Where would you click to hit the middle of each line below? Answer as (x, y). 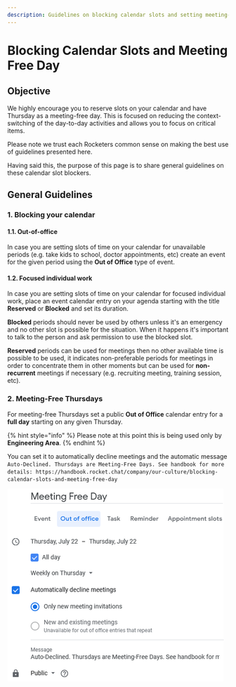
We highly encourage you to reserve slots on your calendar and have (107, 108)
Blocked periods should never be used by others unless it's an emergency (115, 322)
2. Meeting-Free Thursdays (55, 399)
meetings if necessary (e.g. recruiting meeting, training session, (129, 373)
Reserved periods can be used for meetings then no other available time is (116, 351)
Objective (29, 91)
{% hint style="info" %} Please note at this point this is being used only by (115, 435)
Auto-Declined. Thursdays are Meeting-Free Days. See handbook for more (116, 464)
